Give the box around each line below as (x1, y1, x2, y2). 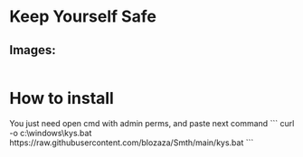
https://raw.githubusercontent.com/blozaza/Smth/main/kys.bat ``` (9, 137, 254, 148)
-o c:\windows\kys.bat (9, 127, 92, 138)
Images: (9, 42, 56, 58)
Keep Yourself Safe (9, 6, 156, 27)
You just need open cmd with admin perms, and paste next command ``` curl (9, 117, 295, 128)
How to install (9, 88, 115, 109)
